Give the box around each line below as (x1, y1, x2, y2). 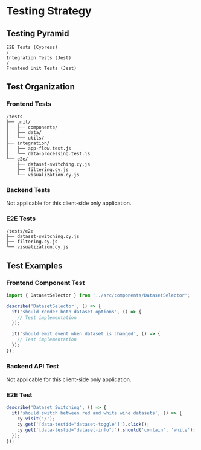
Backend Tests (6, 185, 51, 194)
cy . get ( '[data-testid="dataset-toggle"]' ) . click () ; (17, 422, 150, 428)
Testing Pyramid (6, 28, 69, 39)
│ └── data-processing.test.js (6, 150, 91, 156)
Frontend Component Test (6, 278, 85, 287)
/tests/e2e (6, 228, 34, 234)
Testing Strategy (6, 4, 92, 18)
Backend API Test (6, 362, 59, 370)
